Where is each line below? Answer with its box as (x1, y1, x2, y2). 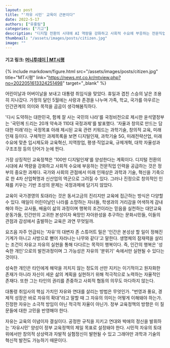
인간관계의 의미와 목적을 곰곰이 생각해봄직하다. (5, 103, 98, 109)
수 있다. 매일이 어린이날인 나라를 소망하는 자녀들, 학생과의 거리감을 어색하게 (5, 199, 154, 205)
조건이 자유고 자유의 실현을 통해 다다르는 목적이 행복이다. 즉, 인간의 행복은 (10, 241, 156, 248)
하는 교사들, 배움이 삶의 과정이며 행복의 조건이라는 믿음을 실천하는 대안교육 (14, 205, 162, 211)
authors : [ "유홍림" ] (5, 21, 46, 27)
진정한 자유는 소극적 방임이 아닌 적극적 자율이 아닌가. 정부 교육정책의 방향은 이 (5, 301, 159, 307)
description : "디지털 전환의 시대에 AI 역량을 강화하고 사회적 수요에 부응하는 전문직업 (5, 31, 166, 36)
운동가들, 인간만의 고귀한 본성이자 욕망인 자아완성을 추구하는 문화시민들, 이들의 (5, 212, 161, 218)
